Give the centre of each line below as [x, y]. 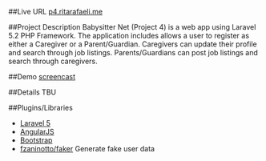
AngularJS [37, 132]
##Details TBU [32, 92]
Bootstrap [36, 140]
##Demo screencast [42, 76]
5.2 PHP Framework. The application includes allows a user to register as [129, 36]
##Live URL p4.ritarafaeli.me [55, 12]
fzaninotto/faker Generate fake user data [87, 149]
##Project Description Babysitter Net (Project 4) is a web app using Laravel [132, 27]
